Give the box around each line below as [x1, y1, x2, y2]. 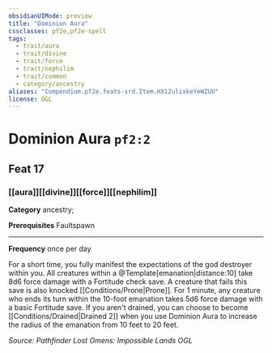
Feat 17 [8, 161, 45, 175]
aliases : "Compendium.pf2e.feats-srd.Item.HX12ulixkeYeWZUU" [8, 87, 219, 96]
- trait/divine [15, 50, 67, 58]
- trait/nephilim [15, 65, 74, 73]
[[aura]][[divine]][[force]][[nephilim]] [8, 186, 158, 197]
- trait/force [15, 58, 63, 66]
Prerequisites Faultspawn [8, 221, 96, 230]
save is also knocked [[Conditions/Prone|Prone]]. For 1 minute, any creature [8, 286, 261, 295]
